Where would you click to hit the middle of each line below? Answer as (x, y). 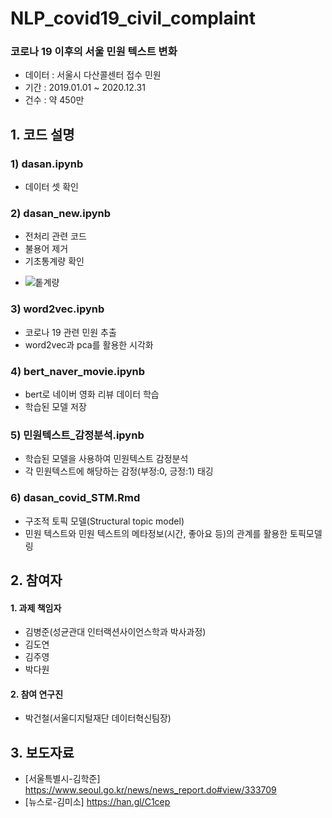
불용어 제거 (46, 249)
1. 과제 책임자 (36, 608)
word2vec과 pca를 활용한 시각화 (89, 344)
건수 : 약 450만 (54, 100)
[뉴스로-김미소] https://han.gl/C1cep (97, 802)
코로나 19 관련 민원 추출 (70, 332)
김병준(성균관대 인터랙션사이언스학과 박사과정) (115, 632)
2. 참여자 (36, 580)
